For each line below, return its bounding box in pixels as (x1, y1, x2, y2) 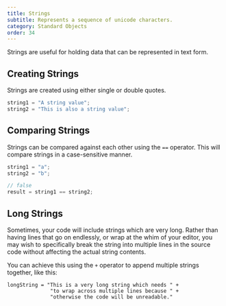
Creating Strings (7, 68, 79, 80)
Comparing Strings (7, 125, 90, 137)
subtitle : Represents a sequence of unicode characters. (7, 16, 173, 23)
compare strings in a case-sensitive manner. (7, 150, 133, 158)
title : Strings (7, 10, 51, 17)
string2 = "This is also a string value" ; (7, 106, 130, 113)
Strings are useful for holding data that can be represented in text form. (7, 48, 209, 56)
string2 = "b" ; (7, 169, 51, 177)
